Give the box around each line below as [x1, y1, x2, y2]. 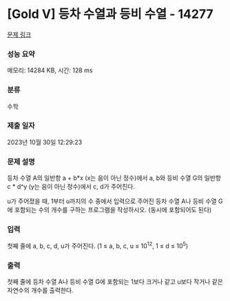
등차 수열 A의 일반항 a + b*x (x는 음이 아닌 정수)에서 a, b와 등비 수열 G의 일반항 [7, 174, 222, 183]
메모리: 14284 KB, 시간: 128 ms [7, 66, 93, 74]
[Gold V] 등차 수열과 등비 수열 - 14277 [7, 6, 213, 22]
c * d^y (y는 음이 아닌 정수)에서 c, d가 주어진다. [7, 183, 136, 191]
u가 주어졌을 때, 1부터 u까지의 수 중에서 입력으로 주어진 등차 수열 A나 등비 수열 [7, 197, 217, 205]
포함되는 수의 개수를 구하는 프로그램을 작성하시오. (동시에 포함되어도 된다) [14, 206, 212, 214]
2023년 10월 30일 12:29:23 [7, 138, 83, 146]
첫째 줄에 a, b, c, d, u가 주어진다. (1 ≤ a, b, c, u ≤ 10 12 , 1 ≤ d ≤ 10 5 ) [7, 240, 189, 250]
